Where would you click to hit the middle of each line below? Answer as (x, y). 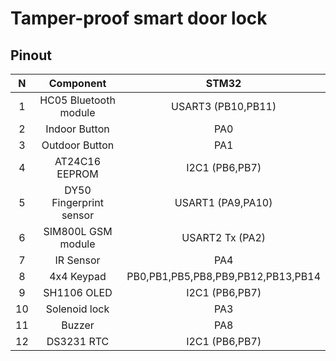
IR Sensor (77, 260)
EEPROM (77, 174)
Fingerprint (77, 202)
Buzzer (78, 325)
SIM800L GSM (78, 231)
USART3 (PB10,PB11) (224, 106)
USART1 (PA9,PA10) (223, 202)
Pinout (31, 55)
